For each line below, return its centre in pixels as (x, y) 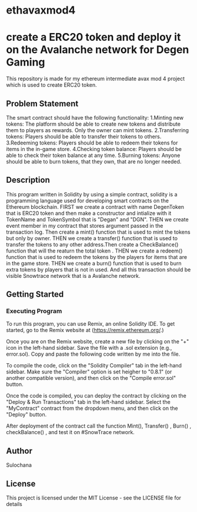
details (14, 504)
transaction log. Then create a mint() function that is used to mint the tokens (98, 232)
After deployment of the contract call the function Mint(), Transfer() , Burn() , (99, 426)
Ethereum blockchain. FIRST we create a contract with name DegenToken (95, 206)
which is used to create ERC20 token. (51, 85)
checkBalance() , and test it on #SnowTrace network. (71, 432)
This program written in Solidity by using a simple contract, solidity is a (92, 194)
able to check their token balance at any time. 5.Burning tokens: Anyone (93, 155)
